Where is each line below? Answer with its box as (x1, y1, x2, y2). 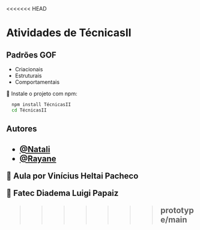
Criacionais (14, 66, 43, 72)
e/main (160, 214, 187, 225)
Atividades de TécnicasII (6, 26, 132, 40)
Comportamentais (14, 78, 60, 86)
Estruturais (14, 72, 42, 79)
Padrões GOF (6, 50, 57, 60)
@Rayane (19, 153, 56, 164)
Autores (6, 124, 37, 134)
